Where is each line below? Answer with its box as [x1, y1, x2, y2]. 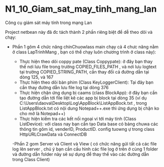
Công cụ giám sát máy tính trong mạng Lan [5, 20, 92, 25]
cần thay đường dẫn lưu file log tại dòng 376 [19, 84, 109, 90]
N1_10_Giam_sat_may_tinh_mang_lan [5, 3, 157, 15]
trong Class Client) [12, 156, 50, 162]
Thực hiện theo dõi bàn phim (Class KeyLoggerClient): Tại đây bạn [19, 79, 154, 85]
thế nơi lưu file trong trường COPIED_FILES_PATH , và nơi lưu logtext [19, 64, 157, 70]
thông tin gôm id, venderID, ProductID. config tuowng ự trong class [19, 126, 155, 132]
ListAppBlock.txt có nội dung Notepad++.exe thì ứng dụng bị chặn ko [19, 105, 160, 111]
